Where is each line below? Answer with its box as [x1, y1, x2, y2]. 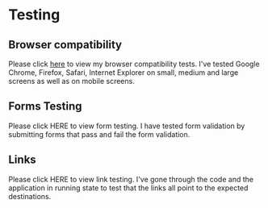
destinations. [8, 191, 52, 201]
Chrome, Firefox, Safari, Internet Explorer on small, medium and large [8, 68, 239, 77]
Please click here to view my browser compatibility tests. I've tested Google [8, 59, 260, 69]
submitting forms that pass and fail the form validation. [8, 129, 191, 139]
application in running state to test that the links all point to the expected [8, 183, 249, 193]
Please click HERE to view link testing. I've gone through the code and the [8, 174, 254, 184]
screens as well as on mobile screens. [8, 77, 135, 85]
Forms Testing [8, 99, 82, 114]
